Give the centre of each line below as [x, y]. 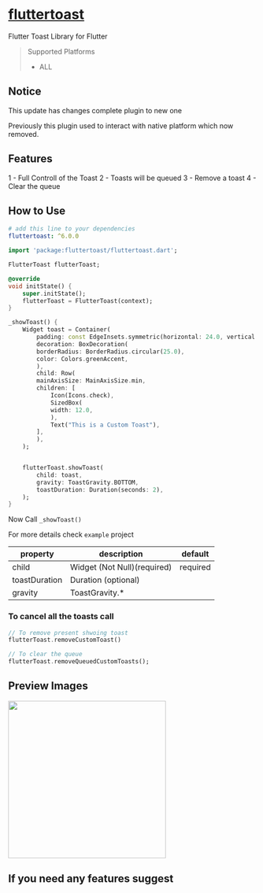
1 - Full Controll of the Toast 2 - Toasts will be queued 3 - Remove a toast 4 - [132, 178]
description [121, 554]
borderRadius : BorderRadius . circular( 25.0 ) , [111, 352]
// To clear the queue [45, 655]
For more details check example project [71, 535]
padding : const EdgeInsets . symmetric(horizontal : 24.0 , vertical [146, 337]
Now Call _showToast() [45, 519]
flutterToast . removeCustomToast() [65, 640]
